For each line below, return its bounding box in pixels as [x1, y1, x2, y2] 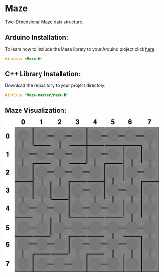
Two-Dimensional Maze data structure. [5, 19, 83, 25]
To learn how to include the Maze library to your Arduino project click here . [5, 46, 156, 52]
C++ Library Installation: [5, 70, 81, 78]
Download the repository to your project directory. [5, 82, 106, 88]
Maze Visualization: [5, 106, 67, 115]
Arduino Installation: [5, 33, 69, 41]
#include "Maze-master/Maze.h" [5, 93, 69, 98]
